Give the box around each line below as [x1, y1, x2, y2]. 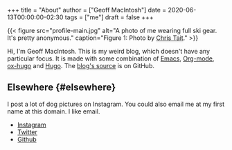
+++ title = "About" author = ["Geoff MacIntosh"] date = [7, 6, 167, 14]
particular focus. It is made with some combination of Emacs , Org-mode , [7, 54, 215, 63]
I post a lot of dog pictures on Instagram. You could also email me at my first [7, 100, 225, 108]
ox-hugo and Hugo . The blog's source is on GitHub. [7, 62, 154, 69]
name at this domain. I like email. [7, 107, 100, 116]
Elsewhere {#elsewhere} [7, 82, 116, 94]
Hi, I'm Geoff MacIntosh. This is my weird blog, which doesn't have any [7, 47, 210, 55]
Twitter [17, 127, 38, 136]
